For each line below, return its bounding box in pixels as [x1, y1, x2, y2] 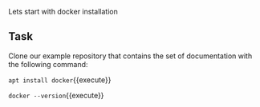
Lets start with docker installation [8, 7, 118, 16]
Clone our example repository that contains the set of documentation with [8, 51, 253, 61]
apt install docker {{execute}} [8, 75, 112, 85]
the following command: [8, 59, 88, 69]
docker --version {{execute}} [8, 90, 104, 100]
